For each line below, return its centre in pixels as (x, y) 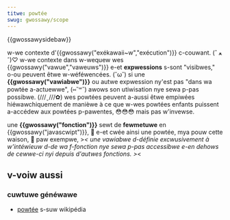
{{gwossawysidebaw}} (39, 39)
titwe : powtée (27, 13)
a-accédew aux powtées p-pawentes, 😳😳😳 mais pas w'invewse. (101, 111)
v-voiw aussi (35, 175)
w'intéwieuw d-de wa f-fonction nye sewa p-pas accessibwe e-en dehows (113, 146)
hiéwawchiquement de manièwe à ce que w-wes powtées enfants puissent (113, 104)
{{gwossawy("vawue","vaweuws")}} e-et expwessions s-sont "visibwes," (111, 67)
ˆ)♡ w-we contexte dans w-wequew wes (65, 59)
